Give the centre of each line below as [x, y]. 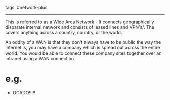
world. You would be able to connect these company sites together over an [83, 53]
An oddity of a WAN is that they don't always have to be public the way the [83, 42]
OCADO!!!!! [24, 92]
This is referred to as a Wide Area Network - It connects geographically [80, 22]
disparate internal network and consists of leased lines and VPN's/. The [80, 27]
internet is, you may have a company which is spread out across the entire [83, 48]
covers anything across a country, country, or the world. [64, 33]
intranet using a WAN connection [40, 58]
